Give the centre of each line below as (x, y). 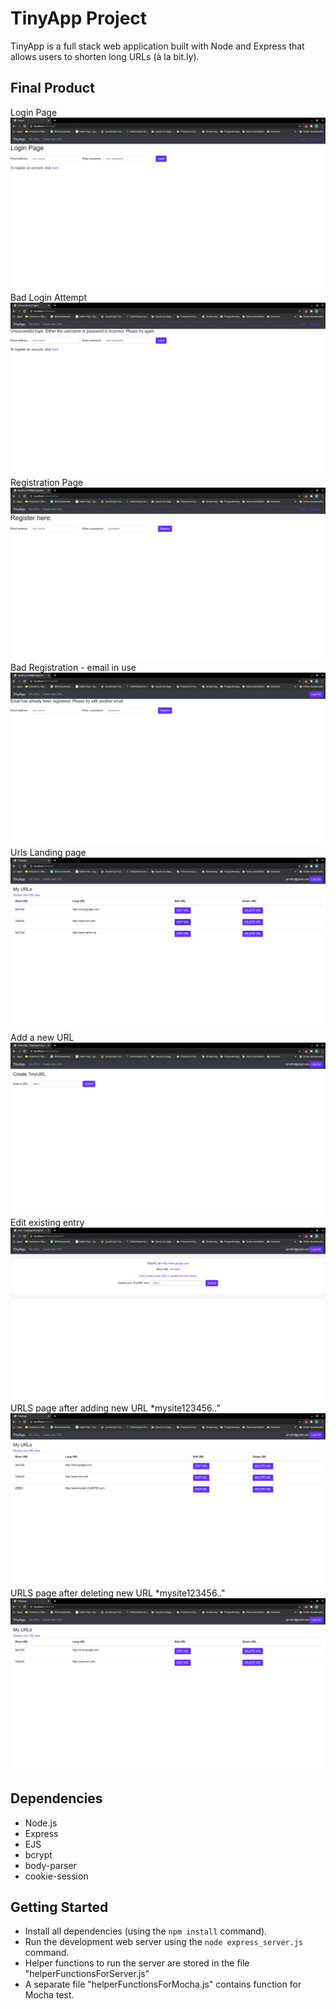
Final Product (52, 88)
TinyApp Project (79, 18)
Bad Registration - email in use (73, 668)
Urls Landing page (48, 853)
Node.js (41, 1823)
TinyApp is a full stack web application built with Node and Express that (157, 46)
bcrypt (38, 1854)
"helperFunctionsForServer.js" (87, 1974)
